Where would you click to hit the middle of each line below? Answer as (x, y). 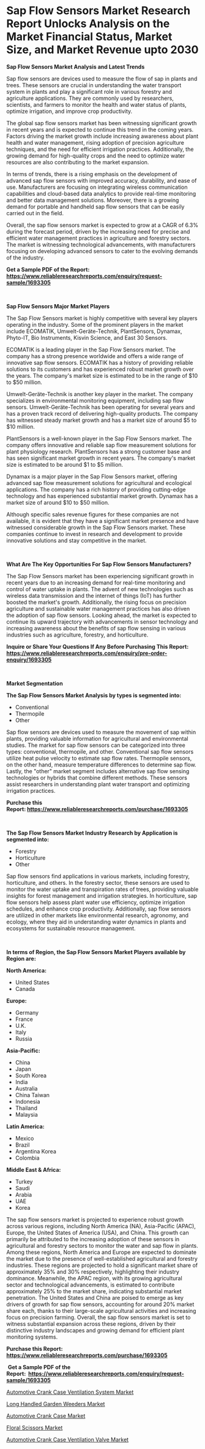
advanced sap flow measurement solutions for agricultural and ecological (99, 483)
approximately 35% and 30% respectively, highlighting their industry (93, 1271)
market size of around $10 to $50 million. (58, 502)
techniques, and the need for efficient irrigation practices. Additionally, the (100, 149)
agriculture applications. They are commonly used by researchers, (90, 98)
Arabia (24, 1195)
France (24, 1019)
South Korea (31, 1075)
